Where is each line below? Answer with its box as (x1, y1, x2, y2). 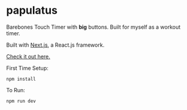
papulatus (6, 4, 58, 17)
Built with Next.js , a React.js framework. (6, 41, 105, 48)
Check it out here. (6, 53, 51, 60)
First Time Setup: (6, 64, 49, 72)
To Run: (6, 86, 25, 93)
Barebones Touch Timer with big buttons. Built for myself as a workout (6, 23, 181, 30)
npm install (6, 76, 36, 82)
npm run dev (6, 98, 36, 104)
